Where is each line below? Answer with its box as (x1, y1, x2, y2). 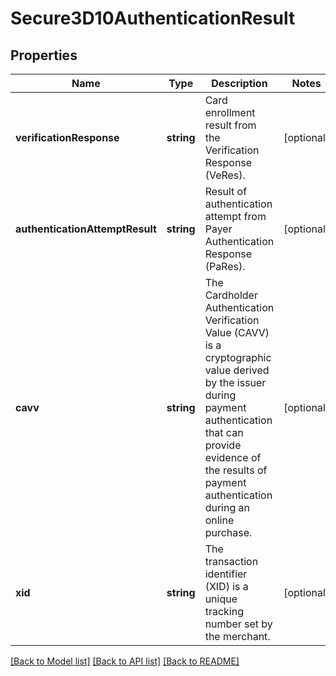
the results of (204, 463, 268, 477)
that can (204, 426, 244, 439)
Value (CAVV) (204, 326, 270, 339)
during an (204, 501, 250, 514)
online (204, 513, 235, 527)
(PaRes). (204, 260, 246, 273)
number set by (204, 617, 273, 631)
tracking (204, 605, 244, 618)
